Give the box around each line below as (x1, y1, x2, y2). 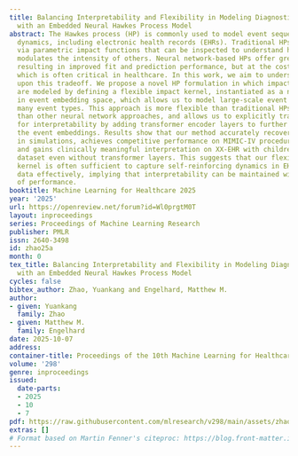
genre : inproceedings (9, 367, 90, 377)
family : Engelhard (17, 326, 86, 335)
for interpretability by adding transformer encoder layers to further (17, 121, 288, 130)
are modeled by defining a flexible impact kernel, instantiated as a (17, 87, 284, 96)
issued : (9, 376, 38, 385)
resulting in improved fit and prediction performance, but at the (17, 63, 272, 72)
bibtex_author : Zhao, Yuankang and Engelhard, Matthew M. (9, 285, 228, 294)
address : (9, 342, 42, 351)
